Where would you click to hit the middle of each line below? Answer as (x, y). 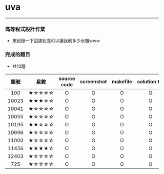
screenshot (93, 81)
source (67, 78)
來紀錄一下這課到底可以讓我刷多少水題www (56, 41)
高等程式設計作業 (25, 29)
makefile (122, 81)
